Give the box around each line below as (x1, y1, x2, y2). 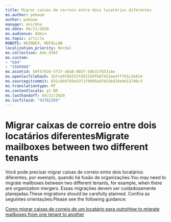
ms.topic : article (5, 36, 44, 41)
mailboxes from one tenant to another (5, 211, 85, 217)
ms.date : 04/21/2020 (5, 27, 50, 32)
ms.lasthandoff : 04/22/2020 (5, 93, 65, 98)
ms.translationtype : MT (5, 83, 56, 88)
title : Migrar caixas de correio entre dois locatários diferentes (5, 7, 152, 13)
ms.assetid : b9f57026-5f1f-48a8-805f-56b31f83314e (5, 69, 115, 75)
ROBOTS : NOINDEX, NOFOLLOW (5, 41, 63, 46)
